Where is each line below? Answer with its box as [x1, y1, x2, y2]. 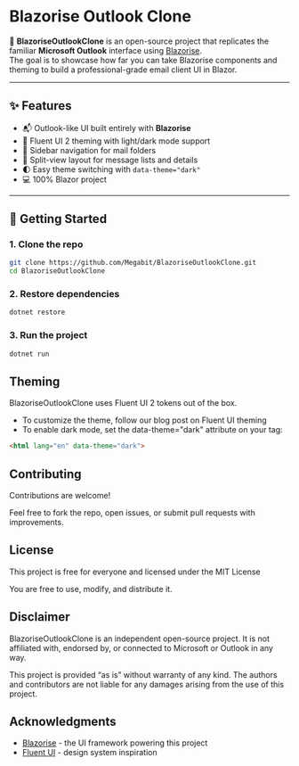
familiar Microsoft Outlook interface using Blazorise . [9, 45, 203, 55]
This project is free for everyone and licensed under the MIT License [9, 566, 261, 577]
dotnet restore [9, 308, 66, 317]
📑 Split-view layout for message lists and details [21, 154, 198, 165]
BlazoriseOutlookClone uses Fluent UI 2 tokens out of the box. [9, 398, 238, 408]
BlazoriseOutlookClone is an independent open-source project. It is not [9, 633, 270, 644]
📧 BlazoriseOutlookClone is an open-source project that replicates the [9, 36, 270, 46]
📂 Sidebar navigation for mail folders [21, 144, 157, 155]
